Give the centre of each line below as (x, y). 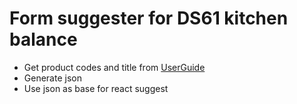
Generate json (52, 78)
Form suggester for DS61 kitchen (149, 18)
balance (43, 39)
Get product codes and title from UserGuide (114, 67)
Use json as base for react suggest (96, 88)
